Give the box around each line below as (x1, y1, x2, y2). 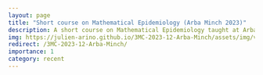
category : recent (8, 55, 65, 63)
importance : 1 (8, 48, 55, 55)
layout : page (8, 11, 51, 20)
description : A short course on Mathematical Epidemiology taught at (8, 26, 240, 34)
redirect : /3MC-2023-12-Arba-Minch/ (8, 41, 128, 48)
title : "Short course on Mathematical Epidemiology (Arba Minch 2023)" (8, 19, 247, 27)
